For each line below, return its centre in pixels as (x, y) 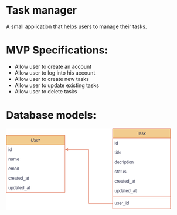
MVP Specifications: (57, 50)
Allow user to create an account (53, 66)
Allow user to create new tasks (52, 79)
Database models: (51, 115)
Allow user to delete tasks (46, 91)
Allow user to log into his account (55, 73)
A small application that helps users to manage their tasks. (76, 26)
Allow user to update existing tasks (57, 85)
